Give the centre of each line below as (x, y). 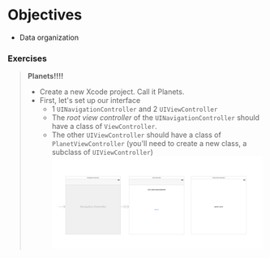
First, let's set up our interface (90, 101)
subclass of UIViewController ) (102, 153)
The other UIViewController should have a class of (137, 135)
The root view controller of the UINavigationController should (156, 118)
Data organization (49, 37)
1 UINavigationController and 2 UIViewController (135, 109)
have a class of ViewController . (104, 127)
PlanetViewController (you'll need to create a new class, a (149, 144)
